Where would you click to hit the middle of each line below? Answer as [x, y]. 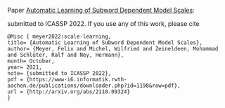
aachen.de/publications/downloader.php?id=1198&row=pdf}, [94, 86]
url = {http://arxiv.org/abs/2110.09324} [69, 92]
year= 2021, [25, 67]
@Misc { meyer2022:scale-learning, [59, 36]
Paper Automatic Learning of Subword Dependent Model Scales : [101, 10]
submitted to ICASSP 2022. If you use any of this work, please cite [104, 23]
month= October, [31, 61]
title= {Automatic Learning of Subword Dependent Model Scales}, [105, 43]
